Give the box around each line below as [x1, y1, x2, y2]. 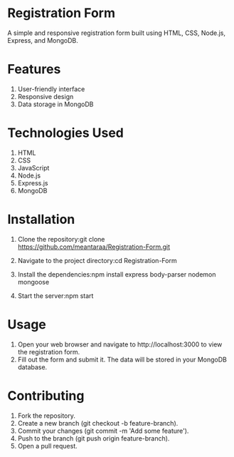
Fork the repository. [17, 411, 76, 420]
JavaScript [17, 163, 50, 172]
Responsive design [17, 92, 74, 101]
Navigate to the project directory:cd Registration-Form [17, 256, 177, 265]
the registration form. [17, 347, 80, 356]
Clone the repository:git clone [17, 235, 105, 243]
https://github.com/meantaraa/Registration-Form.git [17, 242, 171, 251]
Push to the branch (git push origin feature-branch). [17, 433, 170, 443]
